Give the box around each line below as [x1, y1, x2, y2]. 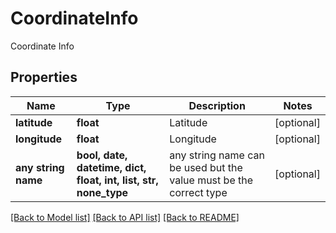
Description [188, 98, 246, 112]
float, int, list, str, [76, 173, 159, 187]
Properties [10, 69, 78, 86]
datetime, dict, [76, 160, 147, 174]
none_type [76, 185, 129, 199]
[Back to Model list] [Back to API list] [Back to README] [10, 211, 240, 223]
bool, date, [76, 148, 128, 162]
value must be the [169, 173, 254, 187]
